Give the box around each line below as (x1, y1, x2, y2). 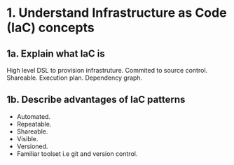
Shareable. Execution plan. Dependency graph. (6, 73, 143, 82)
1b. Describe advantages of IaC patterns (6, 94, 186, 106)
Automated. (16, 112, 50, 120)
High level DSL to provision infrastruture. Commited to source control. (6, 66, 208, 74)
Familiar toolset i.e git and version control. (16, 149, 138, 158)
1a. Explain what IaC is (6, 48, 106, 59)
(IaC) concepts (6, 20, 95, 36)
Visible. (16, 134, 39, 143)
